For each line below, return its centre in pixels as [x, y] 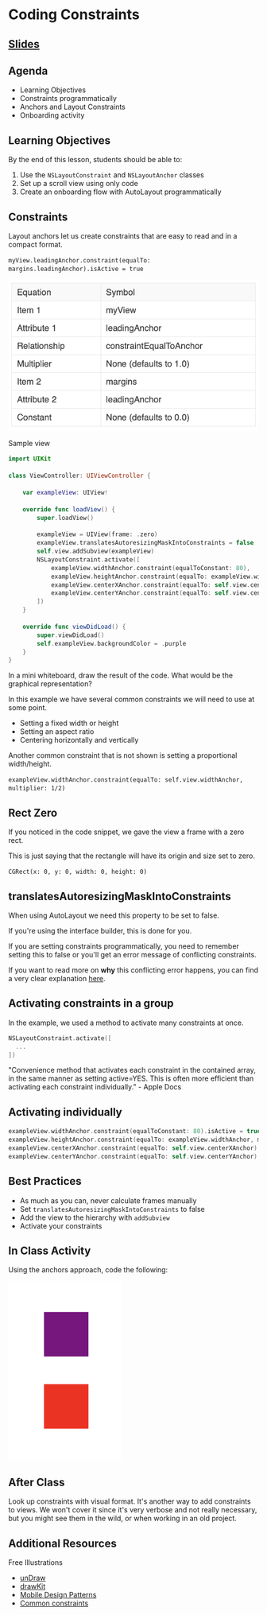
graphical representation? [50, 684]
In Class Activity [50, 1250]
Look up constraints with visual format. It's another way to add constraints [130, 1501]
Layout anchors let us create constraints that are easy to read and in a [123, 236]
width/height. [30, 764]
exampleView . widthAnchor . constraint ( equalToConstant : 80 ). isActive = [126, 1132]
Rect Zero [33, 813]
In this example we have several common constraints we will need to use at [132, 699]
